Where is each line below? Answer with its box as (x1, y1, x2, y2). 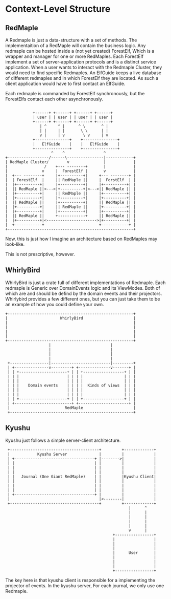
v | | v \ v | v (39, 133, 109, 138)
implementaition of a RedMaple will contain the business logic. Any (5, 42, 146, 49)
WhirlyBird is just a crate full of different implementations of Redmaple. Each (5, 280, 166, 286)
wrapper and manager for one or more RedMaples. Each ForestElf (5, 53, 144, 59)
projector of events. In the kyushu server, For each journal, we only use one (5, 582, 164, 589)
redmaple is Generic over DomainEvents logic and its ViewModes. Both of (5, 285, 161, 291)
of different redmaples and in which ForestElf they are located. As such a (5, 75, 159, 81)
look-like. (5, 241, 25, 247)
